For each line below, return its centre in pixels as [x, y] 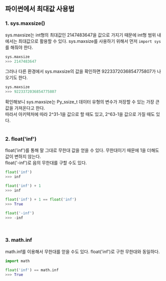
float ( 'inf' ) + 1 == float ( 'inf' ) [41, 199]
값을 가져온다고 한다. [25, 108]
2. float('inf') [21, 139]
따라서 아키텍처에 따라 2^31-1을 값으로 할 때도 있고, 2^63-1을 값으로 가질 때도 [80, 114]
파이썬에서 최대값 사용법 [40, 9]
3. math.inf [19, 240]
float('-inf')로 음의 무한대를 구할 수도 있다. [46, 163]
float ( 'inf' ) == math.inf [32, 270]
